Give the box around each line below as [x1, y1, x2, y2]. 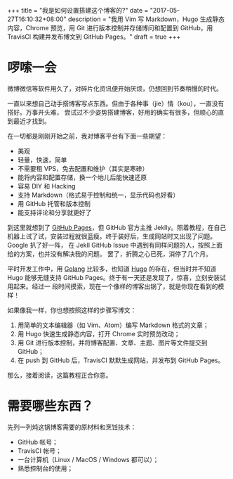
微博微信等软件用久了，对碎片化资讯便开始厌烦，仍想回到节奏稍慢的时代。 [7, 84, 222, 93]
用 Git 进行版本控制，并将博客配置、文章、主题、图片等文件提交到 [17, 338, 208, 347]
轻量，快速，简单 [17, 155, 67, 164]
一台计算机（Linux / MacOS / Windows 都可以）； [17, 455, 159, 464]
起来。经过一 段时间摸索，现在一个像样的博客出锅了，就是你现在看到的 [13, 282, 218, 290]
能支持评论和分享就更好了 [17, 208, 92, 217]
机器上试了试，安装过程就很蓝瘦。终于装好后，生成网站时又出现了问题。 [7, 231, 216, 241]
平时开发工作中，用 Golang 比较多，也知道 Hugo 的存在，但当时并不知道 [7, 264, 217, 273]
